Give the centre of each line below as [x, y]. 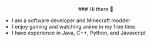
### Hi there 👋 [96, 9]
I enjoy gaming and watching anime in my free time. [74, 27]
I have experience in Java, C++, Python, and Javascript [79, 33]
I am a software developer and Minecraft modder [71, 20]
